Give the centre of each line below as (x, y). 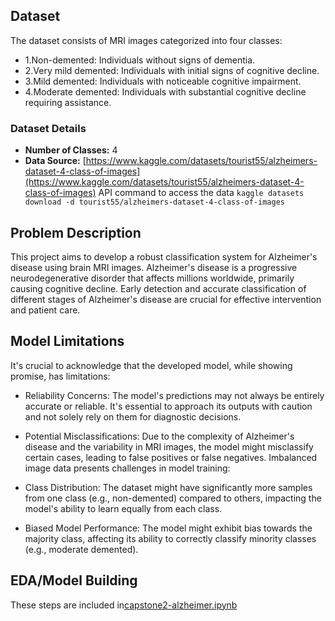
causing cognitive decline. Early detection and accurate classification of (158, 288)
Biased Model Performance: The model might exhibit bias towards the (168, 528)
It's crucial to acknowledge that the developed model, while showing (151, 365)
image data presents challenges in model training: (127, 468)
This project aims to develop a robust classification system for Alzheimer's (164, 256)
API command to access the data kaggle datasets (201, 193)
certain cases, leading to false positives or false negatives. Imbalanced (171, 457)
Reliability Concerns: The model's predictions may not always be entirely (174, 395)
